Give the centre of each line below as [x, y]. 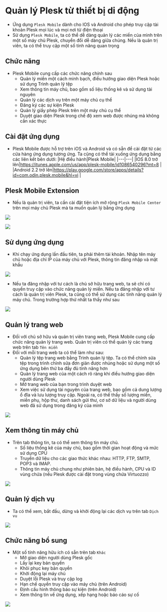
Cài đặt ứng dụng [32, 137]
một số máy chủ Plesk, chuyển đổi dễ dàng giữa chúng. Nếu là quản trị [85, 40]
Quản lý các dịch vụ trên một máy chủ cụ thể [66, 100]
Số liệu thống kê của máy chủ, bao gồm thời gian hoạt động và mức [89, 448]
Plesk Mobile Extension [42, 190]
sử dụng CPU [33, 453]
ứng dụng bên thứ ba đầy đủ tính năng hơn [64, 368]
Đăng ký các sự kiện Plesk [47, 105]
